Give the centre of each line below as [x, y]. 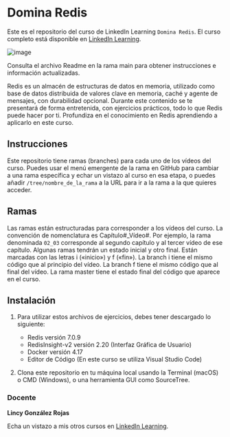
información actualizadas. [44, 73]
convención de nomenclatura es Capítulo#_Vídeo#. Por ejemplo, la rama [109, 235]
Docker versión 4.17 [55, 352]
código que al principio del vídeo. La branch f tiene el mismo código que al [113, 264]
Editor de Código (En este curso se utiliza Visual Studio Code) [115, 359]
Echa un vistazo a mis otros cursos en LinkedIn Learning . [88, 426]
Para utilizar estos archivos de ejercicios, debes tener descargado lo [114, 317]
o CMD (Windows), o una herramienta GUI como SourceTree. [103, 380]
